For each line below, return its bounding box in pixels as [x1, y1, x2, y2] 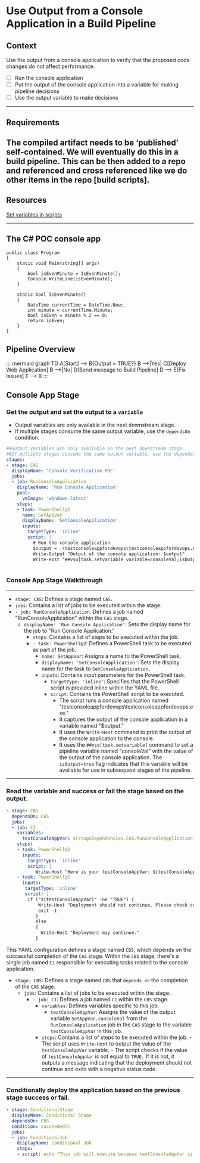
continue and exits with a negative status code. [41, 1065, 157, 1072]
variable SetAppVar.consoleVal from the [50, 1014, 148, 1022]
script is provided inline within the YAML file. [50, 684, 160, 691]
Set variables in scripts [6, 211, 62, 218]
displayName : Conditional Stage [11, 1112, 92, 1119]
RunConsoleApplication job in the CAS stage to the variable [50, 1021, 192, 1028]
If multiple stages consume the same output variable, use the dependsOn [14, 428, 190, 435]
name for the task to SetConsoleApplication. [41, 665, 151, 672]
